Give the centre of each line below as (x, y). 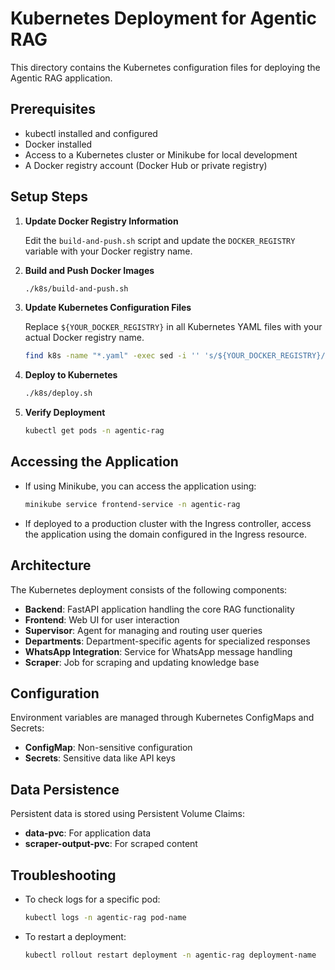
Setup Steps (49, 197)
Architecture (51, 565)
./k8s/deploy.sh (58, 393)
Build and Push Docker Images (89, 270)
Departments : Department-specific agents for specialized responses (167, 641)
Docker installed (58, 144)
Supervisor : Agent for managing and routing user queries (143, 630)
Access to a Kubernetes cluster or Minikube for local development (161, 154)
